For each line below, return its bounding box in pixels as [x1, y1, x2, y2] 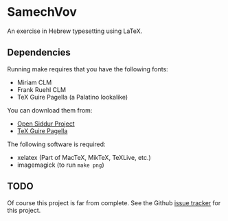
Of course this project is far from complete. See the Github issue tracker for [7, 198, 221, 207]
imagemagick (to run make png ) [16, 161, 104, 169]
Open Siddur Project [16, 119, 75, 128]
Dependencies [7, 47, 71, 58]
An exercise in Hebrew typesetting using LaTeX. [7, 27, 143, 35]
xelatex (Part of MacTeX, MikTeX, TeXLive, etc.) [16, 153, 151, 161]
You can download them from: [7, 106, 93, 114]
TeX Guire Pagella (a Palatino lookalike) [16, 93, 128, 101]
